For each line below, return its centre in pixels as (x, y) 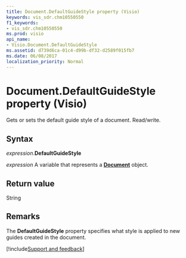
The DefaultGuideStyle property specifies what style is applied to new (93, 231)
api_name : (18, 39)
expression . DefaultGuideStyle (44, 153)
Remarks (23, 217)
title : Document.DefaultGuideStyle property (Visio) (73, 12)
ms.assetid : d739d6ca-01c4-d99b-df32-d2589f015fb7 (70, 51)
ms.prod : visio (25, 34)
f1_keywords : (22, 23)
